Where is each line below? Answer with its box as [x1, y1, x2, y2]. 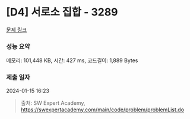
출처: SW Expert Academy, [20, 99, 85, 107]
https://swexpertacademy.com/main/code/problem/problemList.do [20, 106, 185, 113]
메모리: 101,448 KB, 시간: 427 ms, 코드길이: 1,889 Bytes [6, 57, 138, 64]
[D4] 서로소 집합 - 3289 [6, 5, 118, 19]
